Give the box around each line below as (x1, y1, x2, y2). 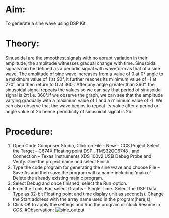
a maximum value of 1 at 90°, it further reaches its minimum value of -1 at (5, 76, 157, 82)
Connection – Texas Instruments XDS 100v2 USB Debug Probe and (12, 153, 152, 159)
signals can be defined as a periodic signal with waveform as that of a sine (5, 65, 160, 71)
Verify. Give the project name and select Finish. (12, 158, 111, 165)
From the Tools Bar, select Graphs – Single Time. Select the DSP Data (12, 185, 157, 191)
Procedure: (5, 126, 53, 137)
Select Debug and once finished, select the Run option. (12, 180, 128, 186)
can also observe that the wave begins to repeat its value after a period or (5, 102, 159, 109)
